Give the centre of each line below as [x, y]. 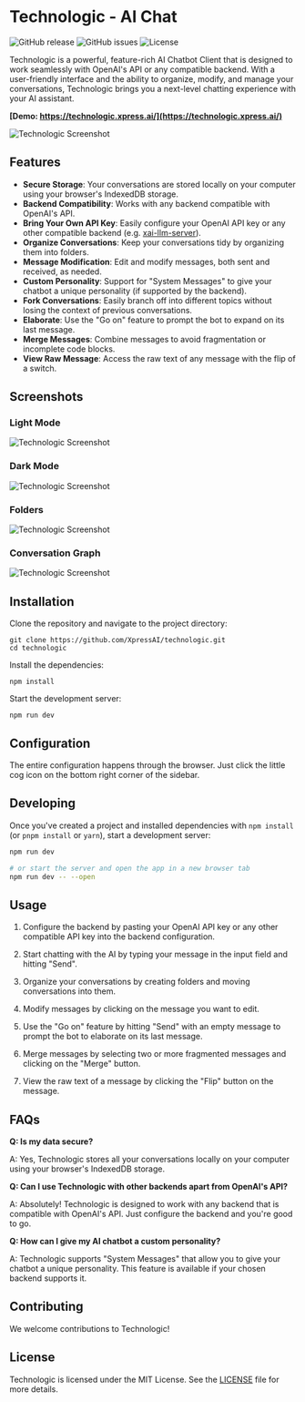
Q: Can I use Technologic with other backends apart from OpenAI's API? [149, 1187]
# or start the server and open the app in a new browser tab [130, 868]
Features [35, 163]
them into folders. [56, 251]
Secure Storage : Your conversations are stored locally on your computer [159, 184]
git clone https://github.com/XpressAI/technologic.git [117, 640]
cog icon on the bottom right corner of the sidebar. [105, 774]
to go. [20, 1223]
